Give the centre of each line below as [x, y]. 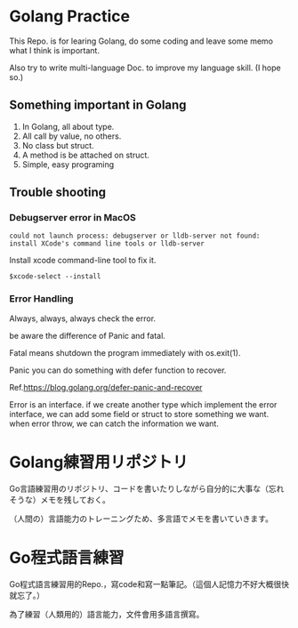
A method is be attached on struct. [85, 155]
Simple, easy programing [68, 164]
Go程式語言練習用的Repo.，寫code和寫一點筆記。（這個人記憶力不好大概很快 [149, 584]
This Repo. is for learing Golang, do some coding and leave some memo [141, 41]
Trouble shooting [58, 193]
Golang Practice [70, 16]
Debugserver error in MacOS [72, 218]
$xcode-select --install [55, 277]
